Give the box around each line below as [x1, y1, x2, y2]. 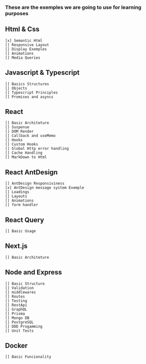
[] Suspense [5, 125, 29, 130]
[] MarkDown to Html [5, 155, 48, 160]
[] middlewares [5, 290, 36, 295]
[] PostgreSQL [5, 319, 34, 324]
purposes [5, 10, 28, 17]
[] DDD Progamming [5, 324, 43, 329]
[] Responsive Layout [5, 42, 49, 47]
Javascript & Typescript [5, 68, 80, 77]
